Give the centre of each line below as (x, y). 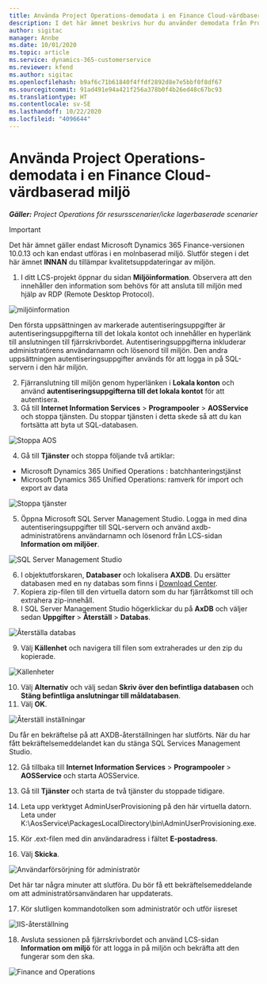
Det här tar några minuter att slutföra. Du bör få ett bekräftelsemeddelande (131, 885)
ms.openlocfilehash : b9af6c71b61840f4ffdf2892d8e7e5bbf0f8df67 (116, 82)
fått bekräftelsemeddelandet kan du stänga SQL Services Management (125, 743)
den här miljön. (64, 367)
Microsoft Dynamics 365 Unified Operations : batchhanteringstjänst (131, 471)
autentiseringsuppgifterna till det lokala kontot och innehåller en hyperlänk (130, 333)
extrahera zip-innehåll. (57, 600)
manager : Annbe (34, 38)
